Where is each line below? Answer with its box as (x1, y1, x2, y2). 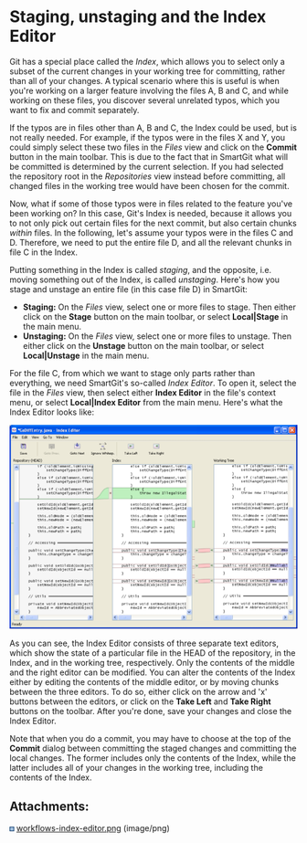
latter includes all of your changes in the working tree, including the (9, 763, 263, 774)
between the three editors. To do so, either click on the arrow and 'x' (9, 687, 268, 698)
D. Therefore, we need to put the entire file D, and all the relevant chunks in (9, 237, 292, 248)
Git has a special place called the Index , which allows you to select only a (9, 56, 285, 67)
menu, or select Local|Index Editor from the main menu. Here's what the (9, 396, 283, 407)
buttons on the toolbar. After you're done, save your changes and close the (9, 706, 292, 717)
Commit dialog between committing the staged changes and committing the (9, 743, 297, 754)
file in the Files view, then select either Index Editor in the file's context (9, 386, 277, 398)
